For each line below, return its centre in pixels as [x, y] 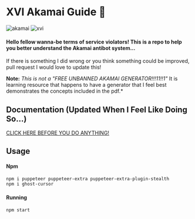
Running [17, 197]
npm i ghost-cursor [30, 184]
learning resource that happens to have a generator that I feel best [86, 85]
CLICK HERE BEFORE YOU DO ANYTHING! [58, 133]
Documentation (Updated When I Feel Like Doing [97, 109]
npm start [18, 210]
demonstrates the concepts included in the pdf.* [65, 91]
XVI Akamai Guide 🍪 [56, 12]
